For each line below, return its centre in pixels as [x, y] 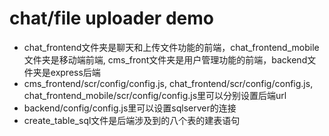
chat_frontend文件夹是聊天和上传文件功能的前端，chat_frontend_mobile [171, 47]
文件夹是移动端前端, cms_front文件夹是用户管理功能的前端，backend [165, 59]
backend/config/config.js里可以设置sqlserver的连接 [130, 108]
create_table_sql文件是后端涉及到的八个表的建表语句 [132, 120]
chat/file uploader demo [111, 18]
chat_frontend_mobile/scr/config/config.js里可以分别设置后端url [155, 95]
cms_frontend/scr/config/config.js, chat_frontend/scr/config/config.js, [168, 83]
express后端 [75, 72]
